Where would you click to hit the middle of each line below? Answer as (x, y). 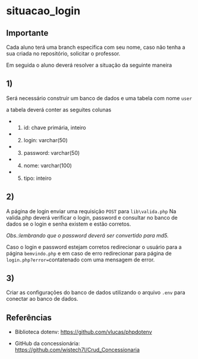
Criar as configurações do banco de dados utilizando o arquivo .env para (96, 292)
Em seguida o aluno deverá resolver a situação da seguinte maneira (89, 65)
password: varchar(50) (52, 152)
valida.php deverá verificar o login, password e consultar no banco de (92, 217)
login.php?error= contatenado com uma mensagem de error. (81, 260)
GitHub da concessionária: (47, 344)
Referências (29, 318)
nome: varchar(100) (48, 166)
